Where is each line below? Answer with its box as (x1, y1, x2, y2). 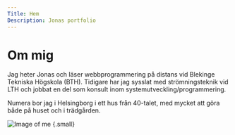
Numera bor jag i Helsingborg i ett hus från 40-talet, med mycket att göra (7, 99, 220, 108)
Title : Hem (7, 10, 40, 18)
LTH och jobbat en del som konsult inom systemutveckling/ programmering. (7, 85, 227, 94)
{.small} (52, 120, 76, 129)
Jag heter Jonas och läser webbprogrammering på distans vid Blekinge (7, 70, 215, 79)
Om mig (7, 47, 54, 63)
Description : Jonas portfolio (7, 17, 97, 24)
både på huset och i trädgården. (7, 106, 101, 115)
